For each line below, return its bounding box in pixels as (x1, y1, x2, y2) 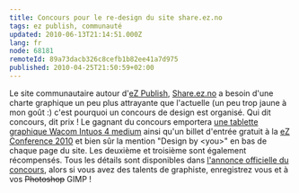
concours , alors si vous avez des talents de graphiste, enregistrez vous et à (9, 163, 289, 175)
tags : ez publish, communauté (9, 22, 123, 31)
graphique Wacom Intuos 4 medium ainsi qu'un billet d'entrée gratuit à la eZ (9, 126, 290, 136)
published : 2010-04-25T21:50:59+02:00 (9, 64, 154, 73)
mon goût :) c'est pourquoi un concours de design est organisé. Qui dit (9, 107, 271, 118)
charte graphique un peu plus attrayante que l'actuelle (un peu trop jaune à (9, 97, 287, 108)
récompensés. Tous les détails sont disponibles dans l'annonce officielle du (9, 154, 289, 165)
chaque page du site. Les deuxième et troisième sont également (9, 145, 247, 155)
